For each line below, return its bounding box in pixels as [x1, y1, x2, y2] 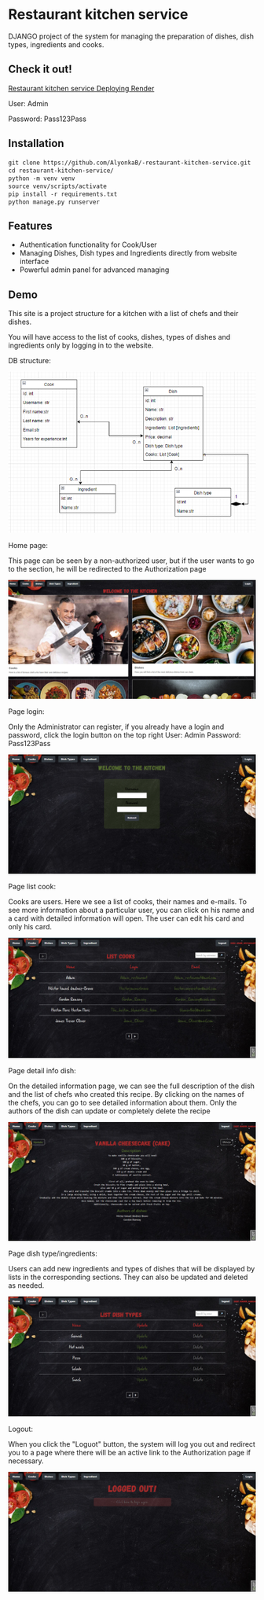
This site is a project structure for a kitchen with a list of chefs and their [8, 309, 239, 318]
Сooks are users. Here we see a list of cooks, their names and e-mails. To [8, 897, 247, 907]
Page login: [8, 706, 45, 716]
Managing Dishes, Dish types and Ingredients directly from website [19, 248, 237, 258]
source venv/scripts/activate [8, 182, 108, 190]
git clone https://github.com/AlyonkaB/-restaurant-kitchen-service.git [8, 159, 251, 167]
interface [19, 257, 49, 267]
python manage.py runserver [8, 198, 101, 206]
